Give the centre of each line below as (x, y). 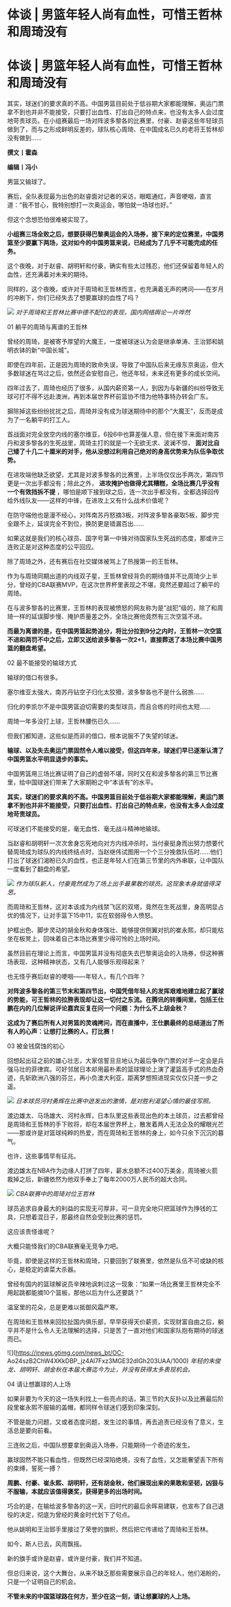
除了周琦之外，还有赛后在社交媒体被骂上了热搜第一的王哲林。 (95, 562)
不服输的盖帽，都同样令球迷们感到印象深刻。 (100, 1408)
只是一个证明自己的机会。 (43, 1582)
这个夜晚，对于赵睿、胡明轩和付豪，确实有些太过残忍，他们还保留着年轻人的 (115, 266)
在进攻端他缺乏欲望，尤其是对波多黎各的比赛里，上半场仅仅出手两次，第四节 (115, 475)
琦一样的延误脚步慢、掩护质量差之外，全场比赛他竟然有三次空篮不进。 (107, 617)
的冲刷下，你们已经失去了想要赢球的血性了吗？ (73, 298)
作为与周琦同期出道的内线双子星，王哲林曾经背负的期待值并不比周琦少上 (109, 576)
